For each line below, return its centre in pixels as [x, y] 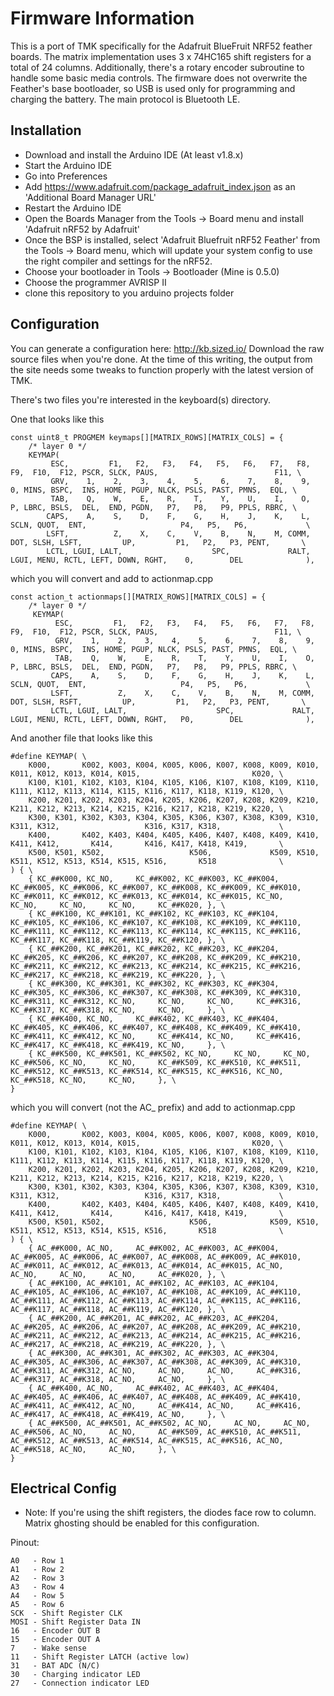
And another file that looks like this [81, 738]
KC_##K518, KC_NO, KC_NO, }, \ [93, 1080]
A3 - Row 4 [37, 1587]
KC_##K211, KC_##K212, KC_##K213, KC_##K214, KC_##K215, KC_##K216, [156, 966]
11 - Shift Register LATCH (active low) [100, 1657]
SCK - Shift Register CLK [66, 1613]
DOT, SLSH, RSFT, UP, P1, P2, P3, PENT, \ [158, 702]
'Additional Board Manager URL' [90, 197]
